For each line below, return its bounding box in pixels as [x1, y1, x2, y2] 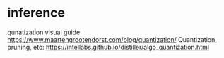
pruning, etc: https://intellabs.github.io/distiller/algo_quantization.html [7, 43, 210, 51]
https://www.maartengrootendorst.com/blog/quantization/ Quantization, [7, 35, 217, 43]
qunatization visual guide [7, 28, 81, 36]
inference [7, 5, 66, 21]
